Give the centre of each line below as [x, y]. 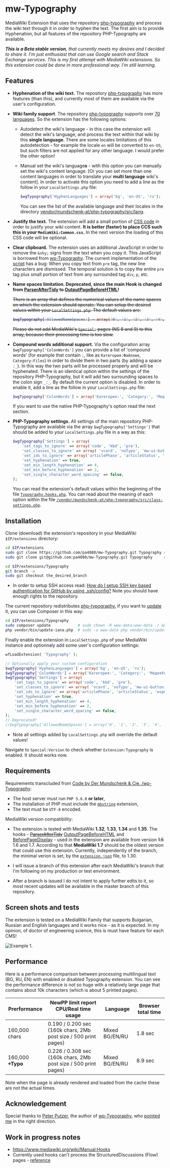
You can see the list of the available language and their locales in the [92, 206]
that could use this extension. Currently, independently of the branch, [85, 850]
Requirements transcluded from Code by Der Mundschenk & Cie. [73, 783]
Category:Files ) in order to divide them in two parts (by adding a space [87, 360]
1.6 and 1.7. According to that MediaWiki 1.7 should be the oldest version [88, 845]
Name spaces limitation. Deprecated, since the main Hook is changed [87, 284]
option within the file [34, 500]
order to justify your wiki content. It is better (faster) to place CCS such [87, 227]
